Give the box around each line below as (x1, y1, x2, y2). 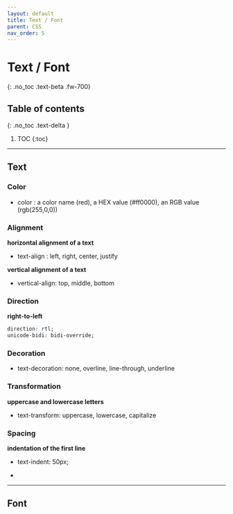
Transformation (7, 382, 61, 392)
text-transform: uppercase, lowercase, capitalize (17, 411, 157, 419)
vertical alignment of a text (7, 265, 87, 273)
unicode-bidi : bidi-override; (7, 332, 95, 339)
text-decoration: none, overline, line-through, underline (17, 364, 175, 373)
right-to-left (7, 312, 43, 321)
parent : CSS (7, 23, 42, 30)
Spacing (7, 428, 36, 438)
